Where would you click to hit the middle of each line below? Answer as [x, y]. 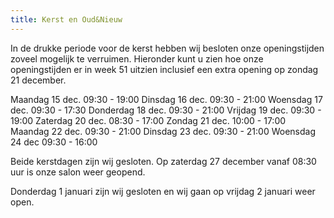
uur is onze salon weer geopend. [78, 172]
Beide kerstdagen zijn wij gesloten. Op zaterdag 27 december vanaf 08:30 [163, 161]
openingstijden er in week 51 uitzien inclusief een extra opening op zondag [164, 69]
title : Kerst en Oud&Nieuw [66, 19]
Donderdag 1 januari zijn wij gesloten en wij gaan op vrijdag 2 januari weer [163, 191]
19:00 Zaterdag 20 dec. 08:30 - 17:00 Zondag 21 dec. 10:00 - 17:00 [148, 120]
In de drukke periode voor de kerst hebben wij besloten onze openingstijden [167, 48]
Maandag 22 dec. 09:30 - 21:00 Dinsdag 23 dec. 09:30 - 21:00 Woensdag [163, 131]
